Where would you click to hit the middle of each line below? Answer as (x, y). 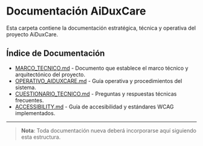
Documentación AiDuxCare (76, 11)
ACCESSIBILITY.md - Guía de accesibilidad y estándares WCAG (94, 107)
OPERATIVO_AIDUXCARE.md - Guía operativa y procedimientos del (98, 81)
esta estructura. (41, 137)
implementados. (35, 113)
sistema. (25, 87)
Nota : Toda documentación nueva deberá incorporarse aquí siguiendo (108, 130)
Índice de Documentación (56, 54)
